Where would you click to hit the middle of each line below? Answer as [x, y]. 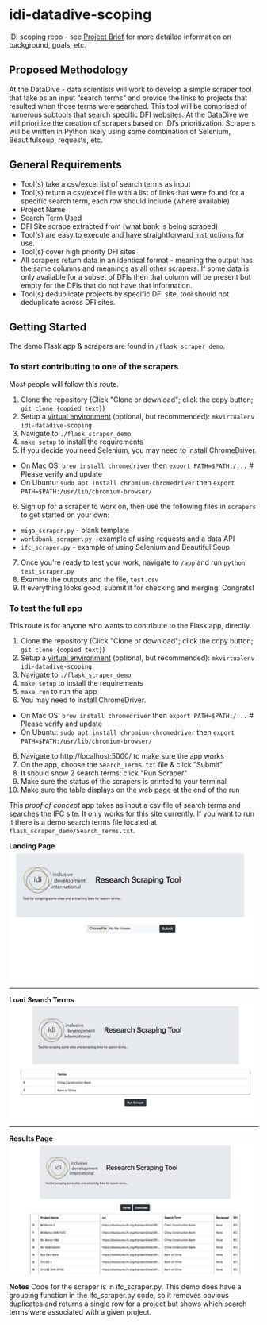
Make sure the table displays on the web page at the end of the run [130, 790]
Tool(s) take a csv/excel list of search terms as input [105, 183]
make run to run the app [59, 691]
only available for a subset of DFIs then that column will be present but [135, 276]
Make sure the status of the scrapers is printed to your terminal [123, 781]
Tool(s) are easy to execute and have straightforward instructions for [132, 234]
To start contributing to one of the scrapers [94, 367]
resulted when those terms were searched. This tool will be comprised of [128, 106]
